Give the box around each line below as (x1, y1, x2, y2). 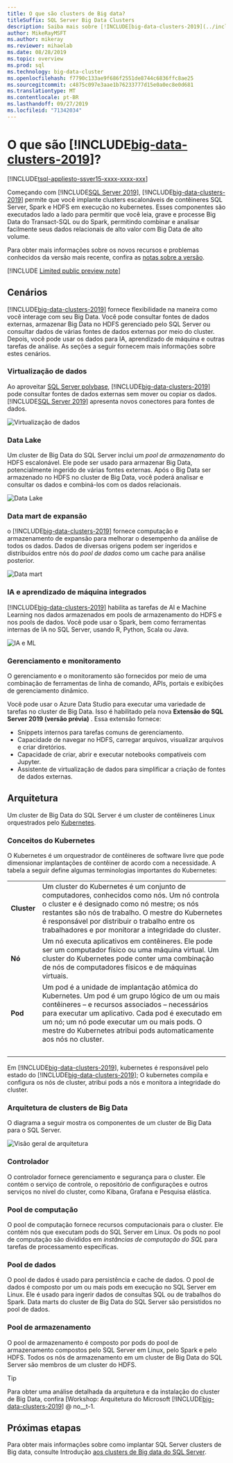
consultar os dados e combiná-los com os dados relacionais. (7, 480, 182, 489)
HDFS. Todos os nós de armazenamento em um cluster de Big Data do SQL (7, 1353, 223, 1361)
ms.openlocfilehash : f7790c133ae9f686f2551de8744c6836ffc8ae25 (7, 74, 194, 82)
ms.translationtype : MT (7, 87, 76, 94)
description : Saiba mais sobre (7, 23, 98, 30)
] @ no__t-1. (61, 1402, 95, 1410)
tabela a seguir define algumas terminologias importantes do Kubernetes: (7, 866, 217, 874)
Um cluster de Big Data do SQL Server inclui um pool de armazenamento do (7, 451, 225, 459)
